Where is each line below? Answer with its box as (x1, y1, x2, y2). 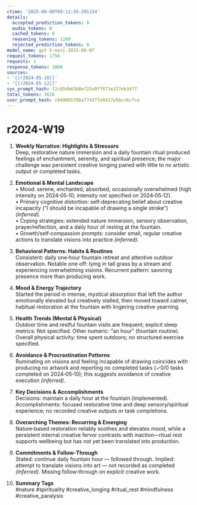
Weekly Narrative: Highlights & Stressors (15, 142, 119, 149)
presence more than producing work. (15, 273, 107, 280)
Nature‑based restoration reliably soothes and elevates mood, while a (15, 425, 186, 432)
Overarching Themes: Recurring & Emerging (15, 418, 127, 425)
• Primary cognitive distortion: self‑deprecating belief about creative (15, 198, 183, 205)
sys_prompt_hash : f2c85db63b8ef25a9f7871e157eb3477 (7, 86, 137, 92)
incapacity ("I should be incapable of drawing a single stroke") (15, 204, 169, 212)
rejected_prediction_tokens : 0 (12, 42, 90, 48)
